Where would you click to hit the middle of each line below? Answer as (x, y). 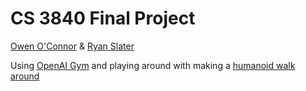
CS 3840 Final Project (103, 18)
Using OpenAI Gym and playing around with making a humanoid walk (153, 65)
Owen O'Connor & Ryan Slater (72, 46)
